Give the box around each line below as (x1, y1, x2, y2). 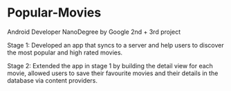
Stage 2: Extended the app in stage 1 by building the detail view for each (7, 61, 213, 70)
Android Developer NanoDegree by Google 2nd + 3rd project (7, 28, 181, 36)
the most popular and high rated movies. (7, 48, 123, 57)
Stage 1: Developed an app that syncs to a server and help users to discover (7, 41, 224, 49)
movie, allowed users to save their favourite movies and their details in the (7, 69, 219, 77)
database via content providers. (7, 76, 98, 84)
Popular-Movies (7, 5, 102, 21)
